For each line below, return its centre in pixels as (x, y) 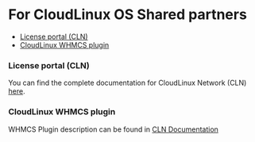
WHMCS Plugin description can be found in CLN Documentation (113, 129)
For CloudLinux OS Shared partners (128, 15)
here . (17, 91)
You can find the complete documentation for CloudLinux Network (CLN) (127, 83)
